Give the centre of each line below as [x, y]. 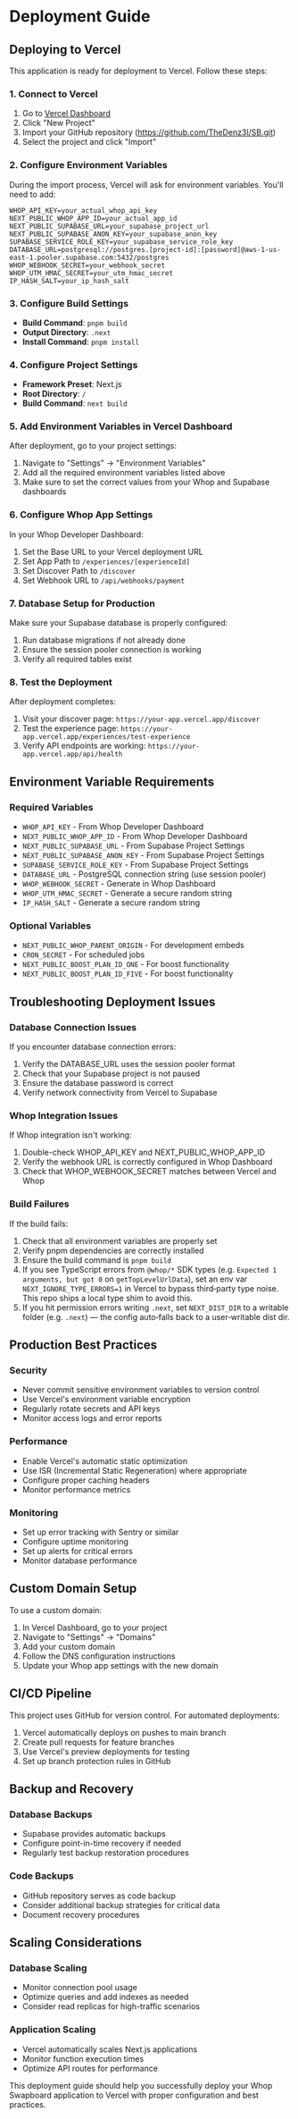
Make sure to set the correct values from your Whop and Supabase [146, 482]
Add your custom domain [69, 1646]
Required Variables [51, 807]
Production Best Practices [83, 1345]
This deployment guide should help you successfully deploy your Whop [141, 2085]
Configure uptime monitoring [75, 1541]
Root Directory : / [54, 394]
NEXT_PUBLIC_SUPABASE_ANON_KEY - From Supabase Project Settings [143, 855]
